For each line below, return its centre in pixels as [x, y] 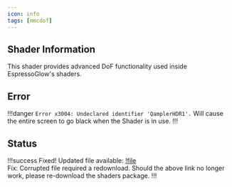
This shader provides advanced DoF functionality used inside [97, 66]
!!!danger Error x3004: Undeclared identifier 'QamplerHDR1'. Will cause [116, 114]
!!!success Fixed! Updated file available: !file [72, 160]
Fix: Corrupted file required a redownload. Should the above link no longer [116, 168]
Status [22, 143]
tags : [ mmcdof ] [30, 21]
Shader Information [52, 49]
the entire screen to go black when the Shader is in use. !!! [93, 121]
